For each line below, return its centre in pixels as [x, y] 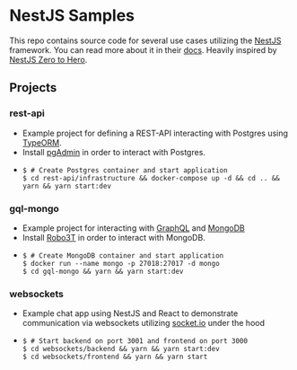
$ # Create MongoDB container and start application [123, 255]
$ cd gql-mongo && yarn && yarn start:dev [103, 271]
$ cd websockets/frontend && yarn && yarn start [115, 357]
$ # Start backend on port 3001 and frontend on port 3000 [135, 341]
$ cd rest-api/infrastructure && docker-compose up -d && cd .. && [151, 178]
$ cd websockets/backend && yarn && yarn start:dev [121, 349]
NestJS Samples [72, 16]
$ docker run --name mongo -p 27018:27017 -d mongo [121, 263]
